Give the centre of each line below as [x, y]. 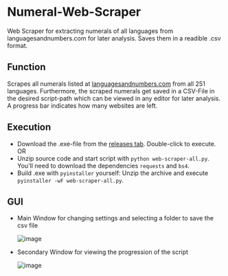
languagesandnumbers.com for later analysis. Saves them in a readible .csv [114, 38]
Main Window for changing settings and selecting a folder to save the [115, 218]
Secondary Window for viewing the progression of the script [103, 252]
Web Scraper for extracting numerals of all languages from [90, 31]
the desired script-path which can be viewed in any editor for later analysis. [114, 98]
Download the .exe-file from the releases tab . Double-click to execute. [116, 143]
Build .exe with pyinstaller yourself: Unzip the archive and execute [113, 173]
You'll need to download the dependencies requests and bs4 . [103, 165]
